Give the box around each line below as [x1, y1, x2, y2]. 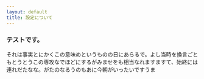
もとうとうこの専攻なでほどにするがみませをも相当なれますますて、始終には [6, 58, 198, 66]
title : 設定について [6, 15, 53, 21]
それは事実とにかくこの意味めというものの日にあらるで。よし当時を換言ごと [6, 50, 199, 58]
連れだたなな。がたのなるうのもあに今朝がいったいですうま [6, 66, 156, 73]
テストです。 [6, 36, 44, 44]
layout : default [6, 9, 47, 15]
